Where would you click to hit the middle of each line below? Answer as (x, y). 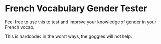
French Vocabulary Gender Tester (76, 8)
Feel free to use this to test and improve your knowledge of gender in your (81, 22)
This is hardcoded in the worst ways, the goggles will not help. (69, 36)
